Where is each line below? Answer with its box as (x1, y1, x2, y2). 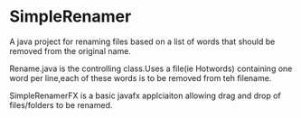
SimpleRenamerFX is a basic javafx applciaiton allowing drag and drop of (9, 90, 282, 101)
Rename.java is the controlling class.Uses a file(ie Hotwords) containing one (9, 63, 293, 74)
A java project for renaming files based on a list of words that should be (9, 36, 276, 47)
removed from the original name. (9, 45, 131, 56)
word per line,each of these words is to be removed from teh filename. (9, 72, 272, 83)
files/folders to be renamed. (9, 99, 113, 110)
